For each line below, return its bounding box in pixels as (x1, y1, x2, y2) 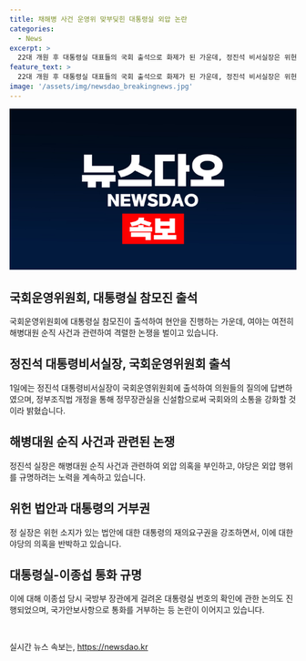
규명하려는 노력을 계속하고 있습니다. (18, 472, 146, 483)
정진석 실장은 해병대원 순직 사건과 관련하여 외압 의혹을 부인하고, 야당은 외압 (9, 460, 277, 471)
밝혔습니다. (25, 405, 66, 416)
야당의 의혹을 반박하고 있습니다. (9, 538, 122, 549)
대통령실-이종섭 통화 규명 (9, 567, 143, 583)
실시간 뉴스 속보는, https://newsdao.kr (9, 642, 148, 653)
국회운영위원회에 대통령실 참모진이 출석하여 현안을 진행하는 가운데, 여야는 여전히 (9, 316, 294, 327)
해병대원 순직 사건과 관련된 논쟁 (9, 434, 176, 450)
